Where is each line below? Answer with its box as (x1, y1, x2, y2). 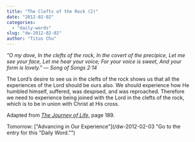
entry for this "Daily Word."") (6, 129, 75, 136)
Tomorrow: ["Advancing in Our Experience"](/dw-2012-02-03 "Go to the (6, 123, 180, 130)
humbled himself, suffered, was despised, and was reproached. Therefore (6, 88, 185, 95)
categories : (6, 19, 36, 25)
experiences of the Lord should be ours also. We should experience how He (6, 82, 189, 88)
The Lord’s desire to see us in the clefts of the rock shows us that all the (6, 75, 180, 82)
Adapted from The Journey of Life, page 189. (6, 112, 115, 119)
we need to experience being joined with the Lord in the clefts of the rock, (6, 94, 184, 101)
